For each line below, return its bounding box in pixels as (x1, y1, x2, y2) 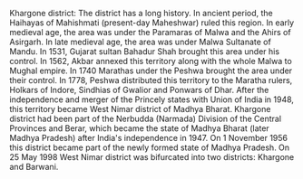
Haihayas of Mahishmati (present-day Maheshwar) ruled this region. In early (9, 17, 295, 28)
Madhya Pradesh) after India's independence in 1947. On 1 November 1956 (9, 133, 288, 143)
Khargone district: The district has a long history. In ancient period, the (9, 8, 274, 18)
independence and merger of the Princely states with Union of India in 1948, (9, 94, 295, 105)
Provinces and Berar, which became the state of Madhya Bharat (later (9, 123, 269, 134)
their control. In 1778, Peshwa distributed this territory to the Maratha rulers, (9, 75, 293, 85)
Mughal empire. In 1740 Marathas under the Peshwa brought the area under (9, 65, 293, 76)
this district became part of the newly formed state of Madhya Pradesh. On (9, 142, 290, 153)
